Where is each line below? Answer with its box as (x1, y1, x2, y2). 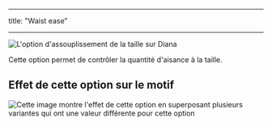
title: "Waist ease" (8, 16, 68, 25)
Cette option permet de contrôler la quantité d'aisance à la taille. (8, 55, 223, 65)
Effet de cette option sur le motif (8, 78, 175, 92)
